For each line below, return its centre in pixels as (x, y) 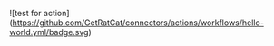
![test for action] (39, 13)
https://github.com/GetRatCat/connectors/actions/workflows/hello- (138, 23)
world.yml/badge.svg (49, 32)
